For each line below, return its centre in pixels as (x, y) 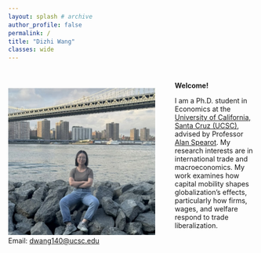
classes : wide (31, 50)
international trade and (212, 159)
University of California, (213, 117)
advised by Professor (209, 134)
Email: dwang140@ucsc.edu (54, 241)
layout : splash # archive (50, 16)
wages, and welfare (207, 209)
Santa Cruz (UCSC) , (207, 126)
